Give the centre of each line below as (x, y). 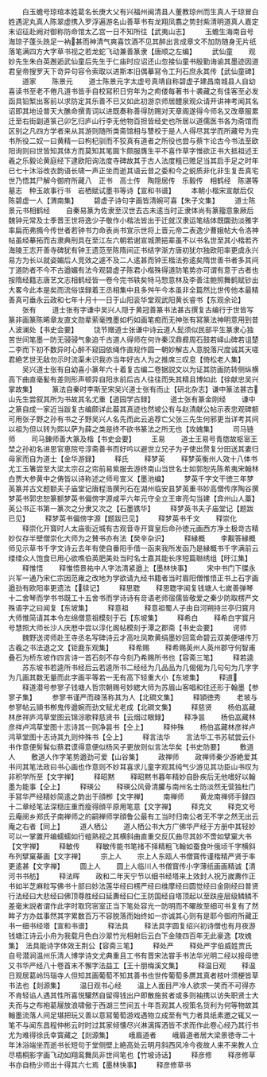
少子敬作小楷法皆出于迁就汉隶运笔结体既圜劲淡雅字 (175, 220)
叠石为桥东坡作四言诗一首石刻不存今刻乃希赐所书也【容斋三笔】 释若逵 (131, 657)
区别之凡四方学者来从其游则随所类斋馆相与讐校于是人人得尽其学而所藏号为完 (133, 131)
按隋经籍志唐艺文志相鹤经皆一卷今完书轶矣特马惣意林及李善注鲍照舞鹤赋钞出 (133, 280)
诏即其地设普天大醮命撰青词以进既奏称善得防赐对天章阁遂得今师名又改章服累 (133, 111)
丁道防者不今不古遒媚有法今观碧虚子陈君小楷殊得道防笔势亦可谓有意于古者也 (133, 270)
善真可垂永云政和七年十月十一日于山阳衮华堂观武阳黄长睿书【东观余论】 (126, 300)
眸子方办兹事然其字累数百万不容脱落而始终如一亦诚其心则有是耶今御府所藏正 (133, 916)
